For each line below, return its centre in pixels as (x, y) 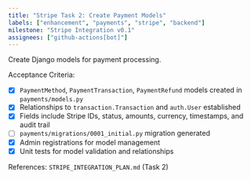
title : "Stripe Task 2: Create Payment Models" (87, 15)
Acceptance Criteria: (42, 75)
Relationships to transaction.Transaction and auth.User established (130, 108)
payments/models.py (51, 100)
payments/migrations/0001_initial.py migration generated (115, 133)
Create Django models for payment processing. (85, 60)
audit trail (35, 125)
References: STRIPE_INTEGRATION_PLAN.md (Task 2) (88, 166)
